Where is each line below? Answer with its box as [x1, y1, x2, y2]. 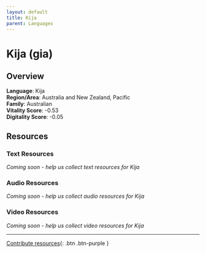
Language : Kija [6, 87, 45, 95]
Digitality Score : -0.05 [6, 113, 64, 121]
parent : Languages [6, 20, 53, 26]
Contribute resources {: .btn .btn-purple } [6, 240, 109, 247]
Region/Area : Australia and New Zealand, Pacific [6, 94, 131, 101]
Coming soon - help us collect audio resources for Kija [6, 192, 145, 200]
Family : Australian [6, 100, 52, 108]
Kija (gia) [6, 47, 53, 61]
